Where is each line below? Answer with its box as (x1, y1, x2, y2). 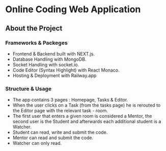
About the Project (5, 24, 63, 33)
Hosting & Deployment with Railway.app (12, 72, 97, 79)
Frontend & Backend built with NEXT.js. (12, 51, 95, 57)
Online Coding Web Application (5, 4, 141, 15)
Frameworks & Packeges (5, 39, 68, 46)
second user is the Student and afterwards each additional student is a (12, 118, 161, 124)
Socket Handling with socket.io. (12, 61, 79, 67)
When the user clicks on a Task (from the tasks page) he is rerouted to (12, 102, 161, 108)
